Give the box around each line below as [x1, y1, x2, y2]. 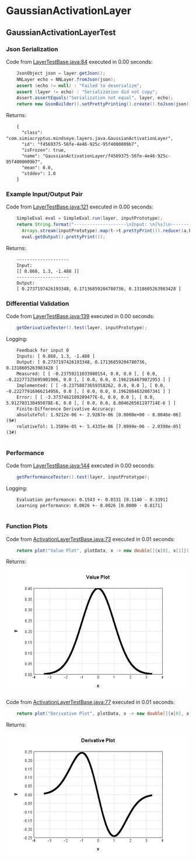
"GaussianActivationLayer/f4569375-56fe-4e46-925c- [43, 153, 171, 159]
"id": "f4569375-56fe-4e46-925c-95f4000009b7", [21, 142, 140, 148]
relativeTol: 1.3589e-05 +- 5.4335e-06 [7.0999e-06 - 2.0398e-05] [16, 423, 181, 430]
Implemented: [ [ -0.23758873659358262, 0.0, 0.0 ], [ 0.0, [16, 382, 166, 389]
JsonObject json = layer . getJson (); [16, 70, 106, 76]
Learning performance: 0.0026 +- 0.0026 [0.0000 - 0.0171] [16, 503, 163, 509]
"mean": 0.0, [21, 165, 54, 171]
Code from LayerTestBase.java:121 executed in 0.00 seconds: [6, 203, 153, 210]
